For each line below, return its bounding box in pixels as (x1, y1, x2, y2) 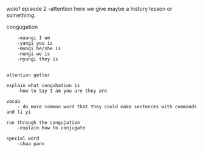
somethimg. (6, 11, 36, 19)
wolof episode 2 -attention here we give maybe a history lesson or (6, 5, 173, 12)
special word (6, 135, 40, 142)
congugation (6, 24, 38, 30)
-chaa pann (17, 141, 45, 147)
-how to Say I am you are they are (17, 88, 108, 94)
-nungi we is (17, 51, 50, 57)
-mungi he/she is (17, 45, 61, 51)
